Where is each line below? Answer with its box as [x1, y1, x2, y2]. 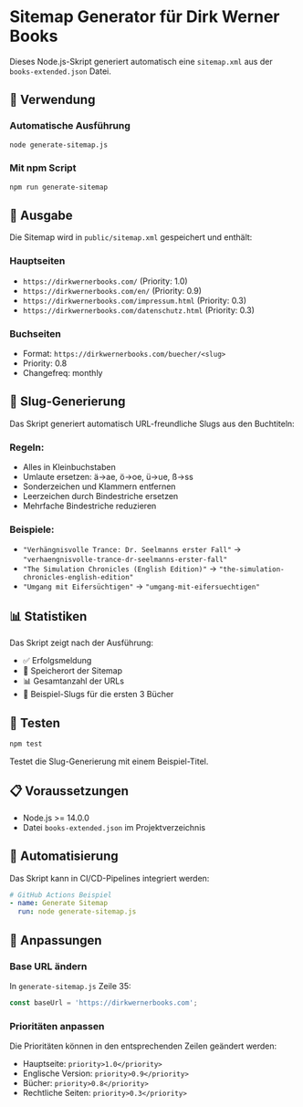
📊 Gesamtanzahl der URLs [22, 675, 125, 686]
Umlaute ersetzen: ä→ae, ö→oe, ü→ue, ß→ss [22, 472, 193, 483]
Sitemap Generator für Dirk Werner [9, 6, 280, 27]
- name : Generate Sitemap [9, 899, 108, 908]
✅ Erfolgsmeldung [22, 655, 92, 666]
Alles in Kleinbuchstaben [22, 462, 116, 473]
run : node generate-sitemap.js [17, 907, 137, 916]
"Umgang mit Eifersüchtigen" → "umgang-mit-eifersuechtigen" [22, 581, 260, 592]
